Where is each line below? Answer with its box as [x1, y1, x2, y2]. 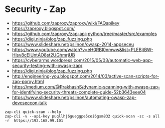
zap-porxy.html [12, 78, 44, 84]
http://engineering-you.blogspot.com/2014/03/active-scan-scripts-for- [12, 73, 159, 79]
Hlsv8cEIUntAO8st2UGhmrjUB [12, 51, 75, 58]
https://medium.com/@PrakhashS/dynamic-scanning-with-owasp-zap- [12, 83, 160, 89]
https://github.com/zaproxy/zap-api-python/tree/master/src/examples [12, 30, 157, 36]
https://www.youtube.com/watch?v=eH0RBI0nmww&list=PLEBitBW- [12, 46, 153, 52]
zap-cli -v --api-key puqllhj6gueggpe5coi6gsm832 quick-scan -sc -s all [5, 113, 160, 118]
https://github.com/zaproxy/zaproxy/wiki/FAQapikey [12, 20, 120, 26]
